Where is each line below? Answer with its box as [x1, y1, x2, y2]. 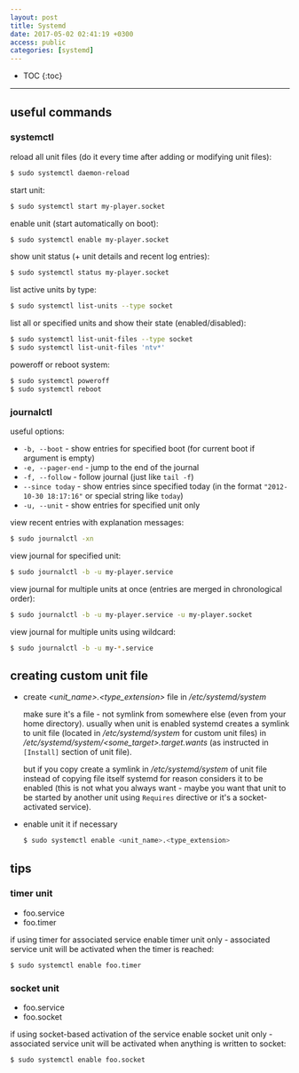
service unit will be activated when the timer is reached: [10, 943, 215, 954]
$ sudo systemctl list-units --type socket [10, 301, 174, 311]
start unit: [10, 184, 45, 196]
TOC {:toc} [22, 70, 63, 81]
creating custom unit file [10, 668, 149, 683]
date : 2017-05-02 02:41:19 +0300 [10, 29, 134, 38]
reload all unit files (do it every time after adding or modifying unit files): [10, 151, 272, 162]
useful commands [10, 104, 113, 120]
